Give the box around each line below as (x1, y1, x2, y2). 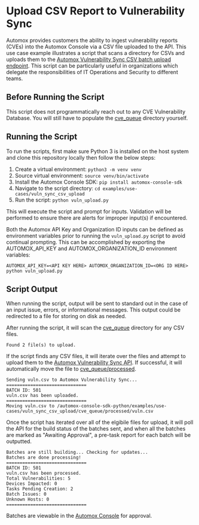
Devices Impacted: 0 (6, 481, 58, 487)
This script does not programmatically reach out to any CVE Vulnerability (6, 108, 186, 115)
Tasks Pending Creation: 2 (6, 486, 74, 492)
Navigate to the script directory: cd (14, 184, 100, 192)
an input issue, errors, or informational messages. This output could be (6, 306, 181, 313)
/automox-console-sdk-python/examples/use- (57, 403, 167, 409)
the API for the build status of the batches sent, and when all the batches (6, 425, 186, 432)
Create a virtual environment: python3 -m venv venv (14, 166, 142, 173)
